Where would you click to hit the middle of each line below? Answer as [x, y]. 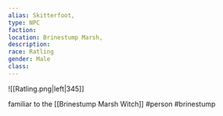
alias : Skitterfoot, [42, 15]
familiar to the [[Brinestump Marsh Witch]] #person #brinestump [112, 103]
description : [29, 45]
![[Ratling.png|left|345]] [46, 89]
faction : [22, 30]
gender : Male [29, 60]
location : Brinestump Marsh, [56, 37]
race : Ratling [31, 52]
